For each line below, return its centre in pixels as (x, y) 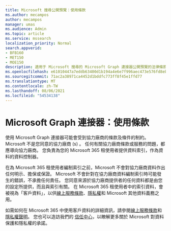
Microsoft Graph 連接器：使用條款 (77, 122)
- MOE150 (15, 62)
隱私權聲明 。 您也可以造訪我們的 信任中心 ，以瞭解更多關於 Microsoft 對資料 (85, 217)
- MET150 (15, 57)
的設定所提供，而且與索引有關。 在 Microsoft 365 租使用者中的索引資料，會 (84, 187)
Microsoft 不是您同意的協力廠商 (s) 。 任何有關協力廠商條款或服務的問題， (83, 144)
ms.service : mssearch (28, 39)
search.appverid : (24, 48)
